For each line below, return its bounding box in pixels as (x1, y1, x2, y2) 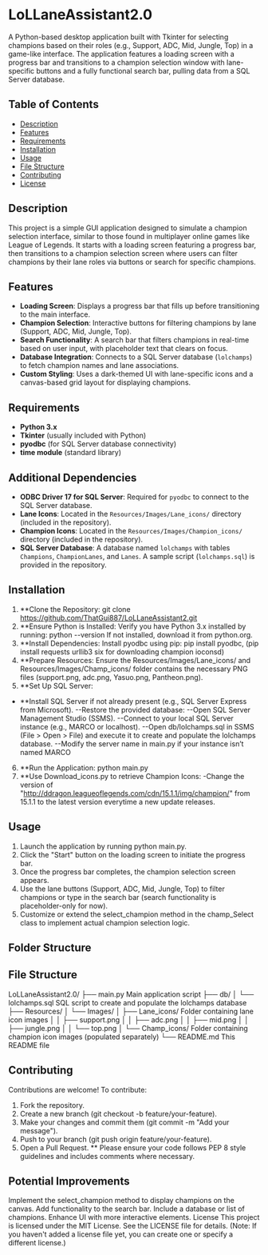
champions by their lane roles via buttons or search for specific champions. (8, 257, 257, 266)
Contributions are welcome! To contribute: (8, 1085, 148, 1094)
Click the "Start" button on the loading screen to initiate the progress (19, 849, 246, 859)
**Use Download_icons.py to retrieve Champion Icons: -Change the (19, 771, 245, 781)
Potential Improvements (8, 1174, 130, 1189)
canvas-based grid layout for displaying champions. (19, 378, 191, 387)
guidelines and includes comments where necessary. (19, 1151, 195, 1161)
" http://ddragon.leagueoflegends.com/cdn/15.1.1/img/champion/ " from (19, 788, 250, 797)
